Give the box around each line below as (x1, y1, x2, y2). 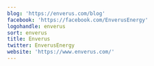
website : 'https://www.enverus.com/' (7, 49, 115, 56)
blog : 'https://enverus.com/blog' (7, 10, 106, 17)
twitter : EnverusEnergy (7, 42, 75, 49)
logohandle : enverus (7, 23, 66, 30)
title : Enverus (7, 36, 51, 43)
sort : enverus (7, 29, 48, 36)
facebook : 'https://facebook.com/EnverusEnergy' (7, 16, 149, 23)
